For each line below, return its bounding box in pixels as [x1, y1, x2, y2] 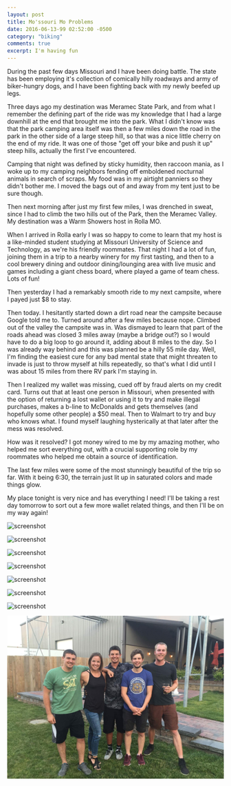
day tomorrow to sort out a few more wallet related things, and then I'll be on [7, 501, 224, 510]
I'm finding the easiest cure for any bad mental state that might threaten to [7, 352, 218, 361]
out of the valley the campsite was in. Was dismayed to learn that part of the [7, 323, 223, 331]
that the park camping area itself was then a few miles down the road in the [7, 125, 221, 132]
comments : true [7, 40, 51, 48]
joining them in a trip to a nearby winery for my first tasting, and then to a [7, 252, 214, 261]
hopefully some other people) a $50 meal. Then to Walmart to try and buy [7, 410, 217, 418]
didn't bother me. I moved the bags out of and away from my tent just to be [7, 182, 220, 190]
